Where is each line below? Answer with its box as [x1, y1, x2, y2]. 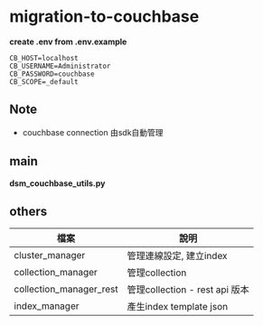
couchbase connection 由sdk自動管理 [22, 126, 164, 137]
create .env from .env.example [9, 36, 127, 47]
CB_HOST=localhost [9, 53, 79, 62]
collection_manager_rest [14, 283, 119, 295]
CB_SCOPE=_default [9, 77, 79, 87]
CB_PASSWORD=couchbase [9, 70, 95, 79]
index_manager [14, 300, 80, 312]
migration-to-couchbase [9, 6, 200, 27]
